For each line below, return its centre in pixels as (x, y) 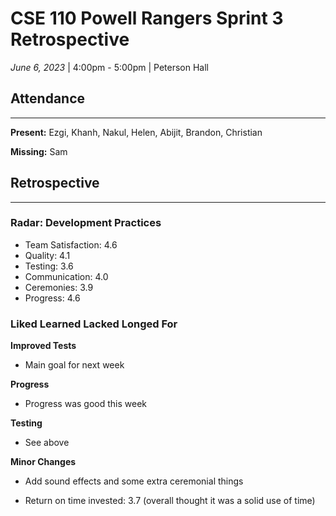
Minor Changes (43, 462)
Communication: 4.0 (66, 276)
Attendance (48, 98)
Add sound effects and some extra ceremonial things (134, 481)
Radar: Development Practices (86, 223)
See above (47, 443)
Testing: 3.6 (49, 266)
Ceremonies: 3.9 (59, 287)
